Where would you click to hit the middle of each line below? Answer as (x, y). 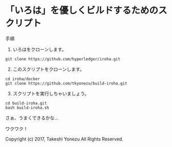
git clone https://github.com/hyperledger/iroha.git (63, 59)
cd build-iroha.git (26, 103)
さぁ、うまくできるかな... (32, 118)
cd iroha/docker (23, 79)
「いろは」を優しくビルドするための (82, 10)
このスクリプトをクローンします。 (49, 69)
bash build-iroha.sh (27, 108)
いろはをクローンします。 (40, 49)
